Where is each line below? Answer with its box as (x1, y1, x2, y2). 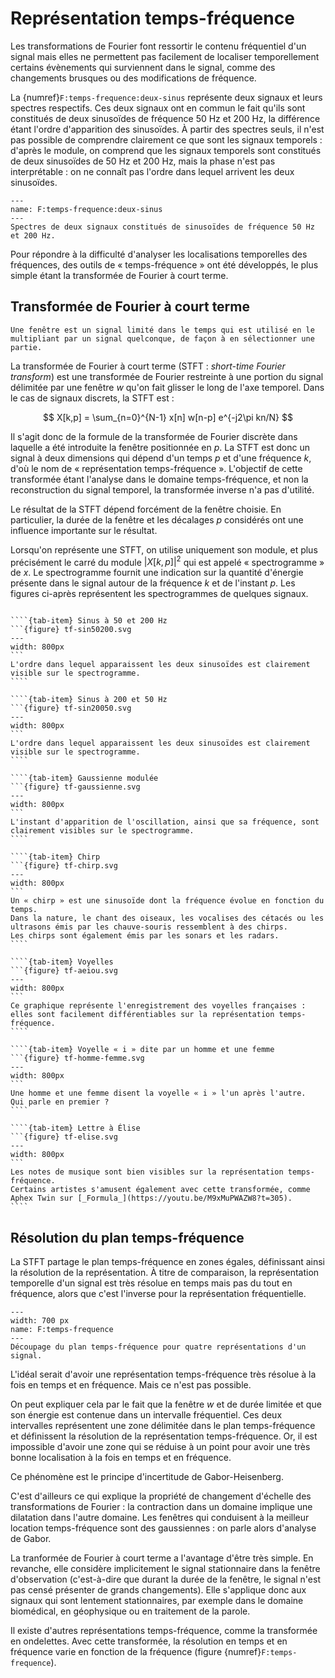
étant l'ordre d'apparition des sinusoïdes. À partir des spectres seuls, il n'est (10, 123, 325, 135)
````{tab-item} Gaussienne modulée (10, 773, 159, 784)
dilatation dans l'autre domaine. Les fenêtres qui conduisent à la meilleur (10, 1512, 310, 1524)
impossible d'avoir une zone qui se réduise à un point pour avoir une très (10, 1441, 311, 1453)
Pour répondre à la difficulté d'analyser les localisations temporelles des (10, 248, 308, 260)
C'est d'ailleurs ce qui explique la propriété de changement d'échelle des (10, 1490, 312, 1502)
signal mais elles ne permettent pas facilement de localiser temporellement (10, 50, 320, 62)
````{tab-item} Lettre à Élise (10, 1123, 141, 1134)
